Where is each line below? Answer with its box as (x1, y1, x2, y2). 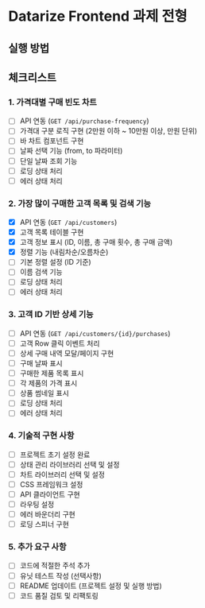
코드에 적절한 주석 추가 (19, 561, 91, 571)
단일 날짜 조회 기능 (19, 156, 78, 165)
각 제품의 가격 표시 (19, 378, 78, 388)
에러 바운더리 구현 (19, 509, 75, 519)
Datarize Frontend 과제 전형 (8, 7, 188, 25)
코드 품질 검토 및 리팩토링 (19, 591, 99, 600)
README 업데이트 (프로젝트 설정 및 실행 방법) (19, 581, 163, 591)
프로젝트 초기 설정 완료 (19, 450, 91, 459)
